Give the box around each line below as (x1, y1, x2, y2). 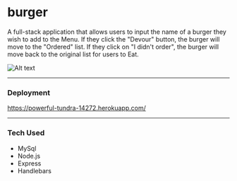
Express (17, 159, 42, 168)
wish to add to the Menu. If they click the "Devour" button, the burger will (7, 35, 220, 43)
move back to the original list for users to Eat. (7, 50, 139, 58)
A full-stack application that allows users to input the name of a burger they (7, 27, 227, 36)
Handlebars (17, 166, 51, 175)
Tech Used (7, 128, 45, 138)
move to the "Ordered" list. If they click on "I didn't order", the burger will (7, 42, 219, 51)
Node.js (17, 151, 41, 160)
